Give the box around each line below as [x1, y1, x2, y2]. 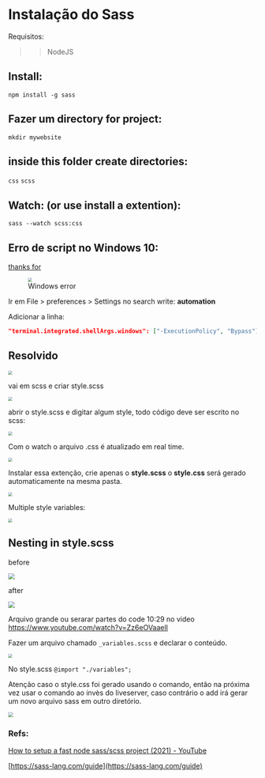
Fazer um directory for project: [8, 112, 162, 126]
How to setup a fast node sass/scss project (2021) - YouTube [8, 746, 207, 755]
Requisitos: [8, 32, 45, 41]
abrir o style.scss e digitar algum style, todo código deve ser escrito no [8, 407, 240, 417]
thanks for [8, 262, 42, 271]
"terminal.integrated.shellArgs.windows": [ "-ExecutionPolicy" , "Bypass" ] [8, 327, 259, 335]
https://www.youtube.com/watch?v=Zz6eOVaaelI [8, 623, 168, 633]
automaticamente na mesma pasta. [8, 476, 122, 485]
